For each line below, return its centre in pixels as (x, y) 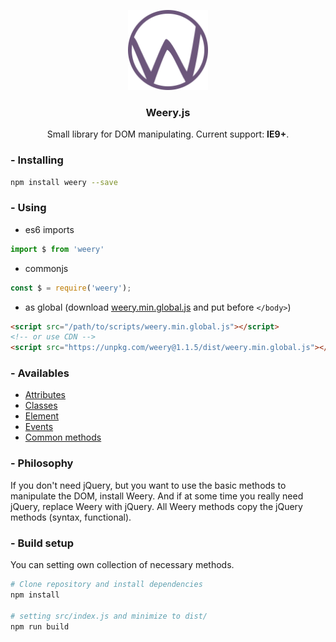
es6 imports (49, 229)
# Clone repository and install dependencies (106, 585)
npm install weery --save (64, 182)
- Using (28, 208)
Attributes (45, 395)
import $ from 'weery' (57, 249)
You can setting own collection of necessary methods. (122, 565)
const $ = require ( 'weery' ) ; (71, 288)
